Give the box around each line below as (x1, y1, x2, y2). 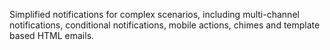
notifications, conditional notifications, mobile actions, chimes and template (9, 19, 321, 31)
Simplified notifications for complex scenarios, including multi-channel (9, 9, 300, 20)
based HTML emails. (9, 30, 95, 41)
